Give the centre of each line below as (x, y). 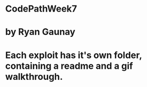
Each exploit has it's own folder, (73, 55)
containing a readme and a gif (69, 66)
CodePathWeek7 (41, 9)
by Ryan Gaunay (40, 32)
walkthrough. (34, 77)
